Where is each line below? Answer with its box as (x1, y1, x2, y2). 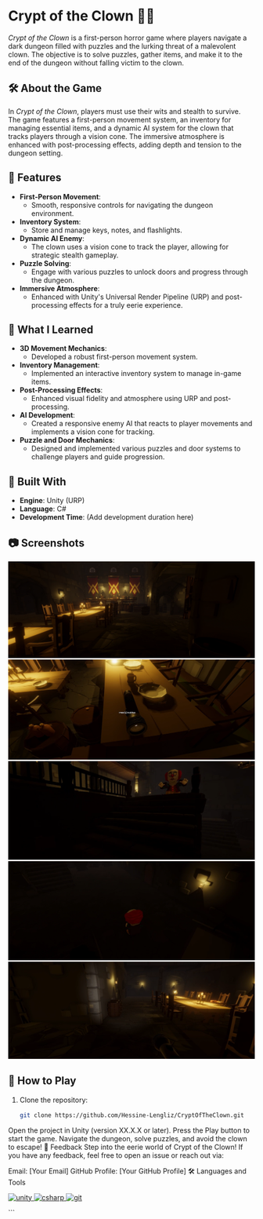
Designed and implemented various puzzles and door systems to (31, 443, 241, 454)
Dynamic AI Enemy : (19, 233, 85, 243)
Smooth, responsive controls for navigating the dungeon (31, 200, 214, 210)
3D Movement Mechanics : (19, 344, 107, 353)
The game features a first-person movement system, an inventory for (8, 115, 232, 124)
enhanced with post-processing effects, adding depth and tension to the (8, 140, 242, 149)
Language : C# (19, 504, 67, 513)
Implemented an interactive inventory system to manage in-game (31, 369, 242, 378)
